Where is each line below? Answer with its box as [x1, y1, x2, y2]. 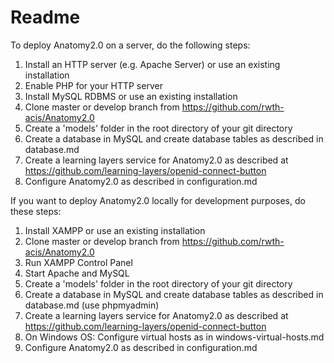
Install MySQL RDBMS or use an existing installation [24, 90, 238, 102]
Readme [10, 6, 81, 29]
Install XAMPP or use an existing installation [24, 224, 206, 236]
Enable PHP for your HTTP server [24, 79, 163, 91]
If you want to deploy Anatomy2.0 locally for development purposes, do [10, 194, 306, 206]
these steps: [10, 205, 62, 217]
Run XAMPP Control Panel [24, 256, 133, 268]
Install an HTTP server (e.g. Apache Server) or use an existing [24, 58, 281, 70]
